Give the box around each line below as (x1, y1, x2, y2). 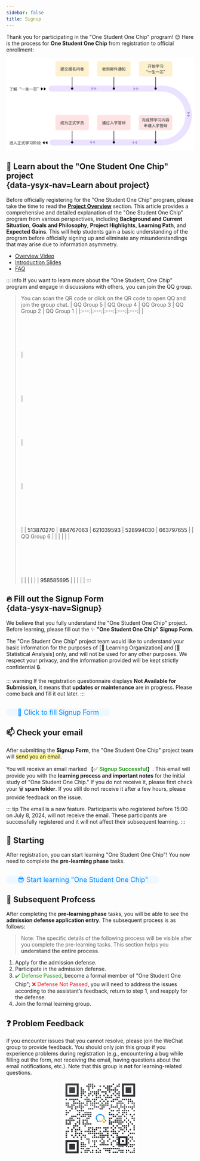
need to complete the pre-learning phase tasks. (6, 857, 125, 865)
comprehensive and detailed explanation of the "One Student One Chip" (6, 208, 184, 216)
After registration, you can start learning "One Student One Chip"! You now (6, 851, 190, 858)
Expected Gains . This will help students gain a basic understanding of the (6, 228, 188, 235)
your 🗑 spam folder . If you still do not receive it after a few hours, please (6, 785, 186, 792)
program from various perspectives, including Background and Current (6, 215, 183, 222)
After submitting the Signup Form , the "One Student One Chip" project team (6, 746, 194, 754)
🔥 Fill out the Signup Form (6, 594, 104, 604)
